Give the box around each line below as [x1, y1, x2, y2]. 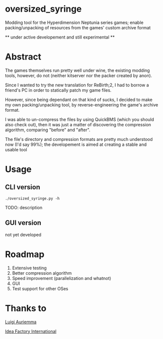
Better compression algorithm [12, 270, 72, 276]
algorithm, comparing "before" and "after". [5, 127, 91, 133]
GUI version [5, 219, 41, 227]
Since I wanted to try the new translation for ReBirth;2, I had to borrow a [5, 82, 149, 88]
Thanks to [5, 302, 47, 314]
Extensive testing [12, 265, 47, 271]
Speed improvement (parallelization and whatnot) [12, 275, 111, 281]
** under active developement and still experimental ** [5, 34, 115, 40]
